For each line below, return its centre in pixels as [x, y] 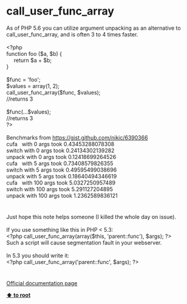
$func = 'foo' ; [23, 79]
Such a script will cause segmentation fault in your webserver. [84, 243]
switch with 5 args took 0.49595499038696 [62, 170]
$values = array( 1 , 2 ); [33, 86]
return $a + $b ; [33, 60]
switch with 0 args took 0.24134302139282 [60, 150]
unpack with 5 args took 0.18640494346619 [62, 176]
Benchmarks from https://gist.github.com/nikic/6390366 [77, 137]
